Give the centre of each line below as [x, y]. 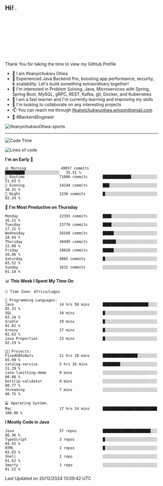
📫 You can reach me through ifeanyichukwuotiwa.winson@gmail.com [82, 110]
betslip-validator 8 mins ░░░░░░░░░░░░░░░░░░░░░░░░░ [81, 381]
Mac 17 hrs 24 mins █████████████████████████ [81, 408]
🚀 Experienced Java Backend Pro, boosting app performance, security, [83, 78]
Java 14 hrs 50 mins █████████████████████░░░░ [81, 304]
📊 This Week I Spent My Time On [39, 281]
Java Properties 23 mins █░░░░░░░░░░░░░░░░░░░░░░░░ [81, 338]
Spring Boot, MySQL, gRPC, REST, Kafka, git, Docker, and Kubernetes [82, 94]
